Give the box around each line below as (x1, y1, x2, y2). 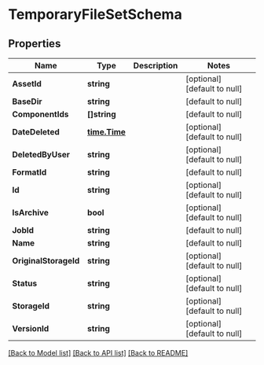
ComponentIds (12, 109, 69, 120)
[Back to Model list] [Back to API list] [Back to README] (8, 348, 189, 357)
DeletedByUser (12, 149, 71, 160)
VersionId (12, 323, 49, 334)
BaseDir (12, 96, 42, 107)
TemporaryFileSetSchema (8, 6, 182, 24)
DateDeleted (12, 127, 60, 137)
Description (133, 61, 178, 71)
